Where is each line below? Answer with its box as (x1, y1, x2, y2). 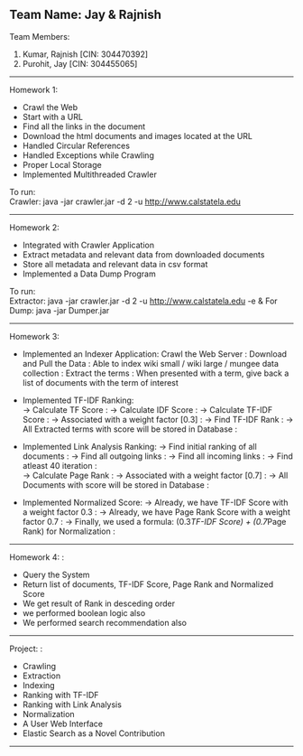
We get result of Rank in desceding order (22, 598, 176, 609)
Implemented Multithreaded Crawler (22, 169, 158, 180)
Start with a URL (22, 111, 84, 122)
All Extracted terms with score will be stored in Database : (22, 424, 237, 434)
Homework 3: (9, 331, 60, 341)
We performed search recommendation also (22, 617, 188, 628)
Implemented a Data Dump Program (22, 268, 156, 279)
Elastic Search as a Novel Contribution (22, 727, 165, 739)
